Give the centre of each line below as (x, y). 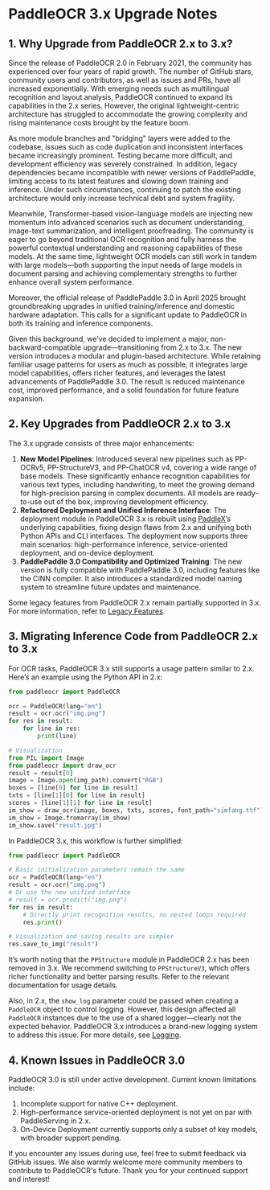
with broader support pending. (71, 1138)
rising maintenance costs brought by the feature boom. (100, 123)
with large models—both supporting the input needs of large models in (125, 265)
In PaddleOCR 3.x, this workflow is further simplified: (96, 840)
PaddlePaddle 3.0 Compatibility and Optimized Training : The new (131, 561)
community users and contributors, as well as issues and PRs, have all (125, 80)
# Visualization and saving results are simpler (91, 937)
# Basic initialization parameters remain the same (96, 870)
